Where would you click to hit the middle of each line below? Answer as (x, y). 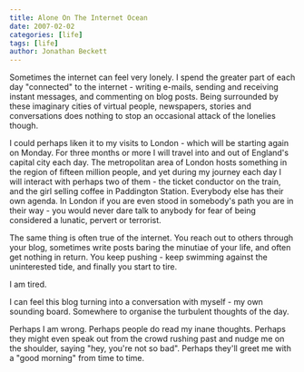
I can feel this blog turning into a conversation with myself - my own (136, 302)
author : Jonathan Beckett (58, 52)
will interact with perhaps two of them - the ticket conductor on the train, (145, 181)
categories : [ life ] (46, 34)
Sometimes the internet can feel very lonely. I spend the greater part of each (152, 77)
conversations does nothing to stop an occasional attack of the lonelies (143, 116)
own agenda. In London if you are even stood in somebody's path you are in (152, 201)
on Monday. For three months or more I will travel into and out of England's (149, 153)
